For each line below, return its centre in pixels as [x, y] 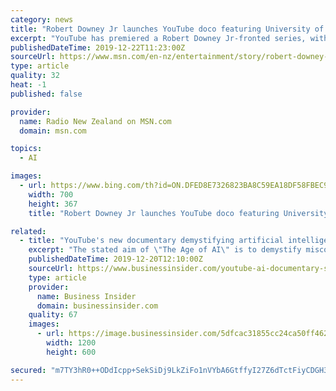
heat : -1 [28, 85]
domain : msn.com [53, 131]
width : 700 [51, 194]
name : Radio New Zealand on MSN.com [95, 121]
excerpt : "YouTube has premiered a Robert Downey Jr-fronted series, [158, 38]
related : [28, 231]
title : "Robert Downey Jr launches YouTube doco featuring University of [167, 29]
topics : [26, 149]
